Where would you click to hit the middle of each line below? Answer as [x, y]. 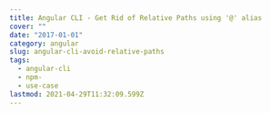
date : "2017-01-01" [46, 35]
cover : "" [28, 26]
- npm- [30, 77]
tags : [20, 60]
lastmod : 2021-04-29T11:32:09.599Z [77, 94]
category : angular [44, 43]
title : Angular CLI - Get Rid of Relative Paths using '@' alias [135, 18]
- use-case [38, 86]
